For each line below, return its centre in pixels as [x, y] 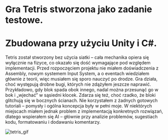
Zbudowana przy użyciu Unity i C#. [81, 43]
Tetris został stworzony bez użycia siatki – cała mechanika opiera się [77, 57]
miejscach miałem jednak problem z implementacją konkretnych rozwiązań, [84, 111]
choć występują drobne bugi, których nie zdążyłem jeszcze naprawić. [78, 84]
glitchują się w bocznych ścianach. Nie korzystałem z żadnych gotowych [82, 100]
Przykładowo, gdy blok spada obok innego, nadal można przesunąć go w [82, 90]
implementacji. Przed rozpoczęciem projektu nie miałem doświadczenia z [82, 68]
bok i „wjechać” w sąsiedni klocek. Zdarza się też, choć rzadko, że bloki [80, 95]
